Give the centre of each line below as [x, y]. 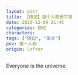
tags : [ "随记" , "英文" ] [33, 38]
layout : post [22, 11]
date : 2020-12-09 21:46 [35, 22]
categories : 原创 [26, 28]
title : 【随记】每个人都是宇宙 [39, 17]
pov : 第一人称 [21, 44]
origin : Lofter [25, 49]
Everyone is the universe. [37, 66]
